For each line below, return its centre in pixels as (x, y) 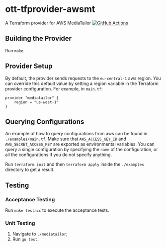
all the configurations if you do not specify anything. (59, 155)
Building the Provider (39, 39)
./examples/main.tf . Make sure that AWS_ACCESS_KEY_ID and (66, 139)
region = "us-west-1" (36, 102)
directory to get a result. (30, 169)
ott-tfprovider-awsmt (50, 9)
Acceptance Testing (30, 199)
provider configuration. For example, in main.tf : (54, 88)
